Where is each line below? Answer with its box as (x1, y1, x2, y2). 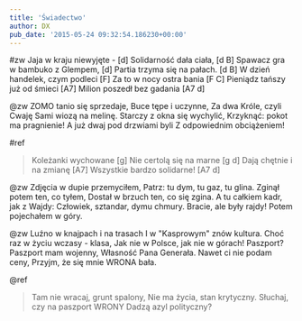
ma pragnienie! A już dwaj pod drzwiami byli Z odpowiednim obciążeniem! (9, 120, 286, 131)
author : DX (9, 22, 50, 31)
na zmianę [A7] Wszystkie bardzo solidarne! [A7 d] (31, 164, 221, 176)
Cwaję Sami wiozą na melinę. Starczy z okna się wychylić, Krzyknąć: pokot (9, 110, 288, 122)
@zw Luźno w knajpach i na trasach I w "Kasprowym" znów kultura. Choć (9, 228, 285, 239)
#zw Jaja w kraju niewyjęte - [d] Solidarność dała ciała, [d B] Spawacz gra (9, 55, 286, 66)
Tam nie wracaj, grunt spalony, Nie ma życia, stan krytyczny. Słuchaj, (31, 292, 289, 303)
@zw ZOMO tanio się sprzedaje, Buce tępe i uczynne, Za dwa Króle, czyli (9, 101, 282, 112)
